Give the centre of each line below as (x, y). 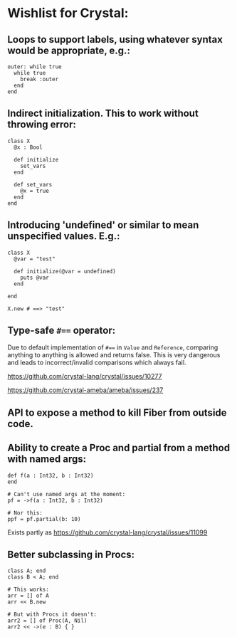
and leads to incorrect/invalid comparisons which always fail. (97, 363)
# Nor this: (25, 513)
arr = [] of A (28, 596)
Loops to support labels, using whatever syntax (115, 40)
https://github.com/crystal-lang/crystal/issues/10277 (85, 377)
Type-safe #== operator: (62, 331)
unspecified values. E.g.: (64, 236)
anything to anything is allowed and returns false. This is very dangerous (114, 355)
